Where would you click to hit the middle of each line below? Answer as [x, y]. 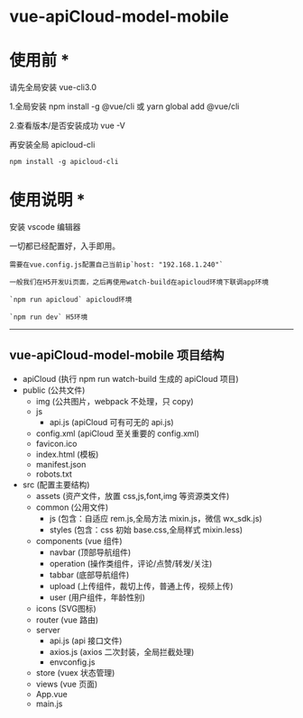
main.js [49, 704]
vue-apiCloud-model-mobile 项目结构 [117, 355]
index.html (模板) [67, 454]
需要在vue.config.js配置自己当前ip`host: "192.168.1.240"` [116, 265]
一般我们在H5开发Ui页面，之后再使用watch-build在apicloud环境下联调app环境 [139, 282]
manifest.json [61, 464]
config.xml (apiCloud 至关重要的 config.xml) [118, 433]
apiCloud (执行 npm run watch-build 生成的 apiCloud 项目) [130, 378]
